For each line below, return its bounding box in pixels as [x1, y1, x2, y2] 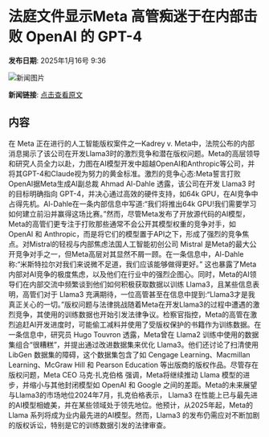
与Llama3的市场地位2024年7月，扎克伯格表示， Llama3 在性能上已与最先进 [8, 390, 259, 399]
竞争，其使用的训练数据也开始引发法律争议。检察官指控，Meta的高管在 [14, 309, 251, 319]
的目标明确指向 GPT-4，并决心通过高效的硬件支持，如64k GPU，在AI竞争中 [8, 188, 259, 198]
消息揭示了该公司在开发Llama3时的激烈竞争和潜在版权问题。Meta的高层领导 [8, 148, 261, 158]
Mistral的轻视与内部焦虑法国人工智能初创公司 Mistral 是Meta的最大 [29, 239, 251, 249]
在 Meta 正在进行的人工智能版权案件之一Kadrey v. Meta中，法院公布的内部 [8, 138, 255, 148]
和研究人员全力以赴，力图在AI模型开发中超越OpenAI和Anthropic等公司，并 [8, 159, 255, 168]
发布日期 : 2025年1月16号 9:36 [8, 56, 107, 65]
